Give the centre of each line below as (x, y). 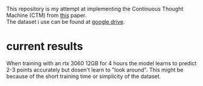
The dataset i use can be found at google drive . (66, 22)
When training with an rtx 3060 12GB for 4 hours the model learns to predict (101, 63)
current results (45, 47)
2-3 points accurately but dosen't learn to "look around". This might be (95, 70)
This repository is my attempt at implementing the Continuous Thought (95, 9)
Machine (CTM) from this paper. (46, 15)
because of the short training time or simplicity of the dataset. (84, 76)
